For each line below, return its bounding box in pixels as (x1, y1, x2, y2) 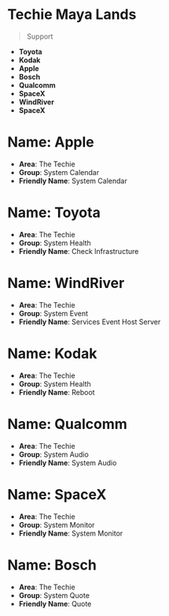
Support (26, 32, 53, 41)
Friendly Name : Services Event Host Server (18, 317, 161, 327)
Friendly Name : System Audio (18, 457, 117, 467)
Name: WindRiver (7, 274, 125, 292)
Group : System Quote (18, 590, 90, 600)
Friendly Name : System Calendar (18, 176, 127, 185)
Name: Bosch (7, 556, 97, 573)
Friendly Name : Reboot (18, 387, 95, 397)
